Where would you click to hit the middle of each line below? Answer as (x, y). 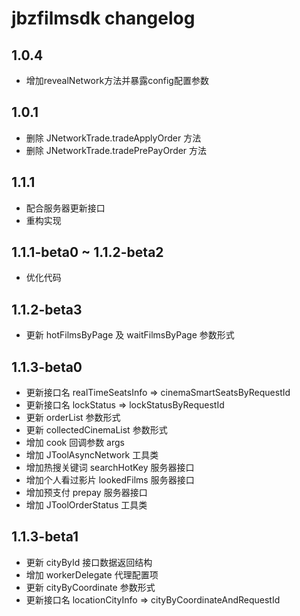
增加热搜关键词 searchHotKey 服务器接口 (110, 468)
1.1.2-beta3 (47, 309)
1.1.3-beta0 (47, 367)
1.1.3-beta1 (45, 537)
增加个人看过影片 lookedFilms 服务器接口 (110, 480)
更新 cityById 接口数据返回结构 (89, 562)
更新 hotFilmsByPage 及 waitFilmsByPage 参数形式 (130, 335)
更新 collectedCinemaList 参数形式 (96, 430)
